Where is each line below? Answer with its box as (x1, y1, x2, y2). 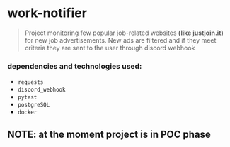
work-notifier (7, 5, 87, 21)
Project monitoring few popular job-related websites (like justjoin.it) (24, 28, 224, 37)
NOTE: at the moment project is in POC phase (7, 128, 211, 140)
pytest (17, 94, 38, 101)
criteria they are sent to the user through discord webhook (24, 43, 195, 52)
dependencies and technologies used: (7, 61, 142, 71)
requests (17, 79, 44, 86)
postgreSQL (17, 102, 50, 109)
